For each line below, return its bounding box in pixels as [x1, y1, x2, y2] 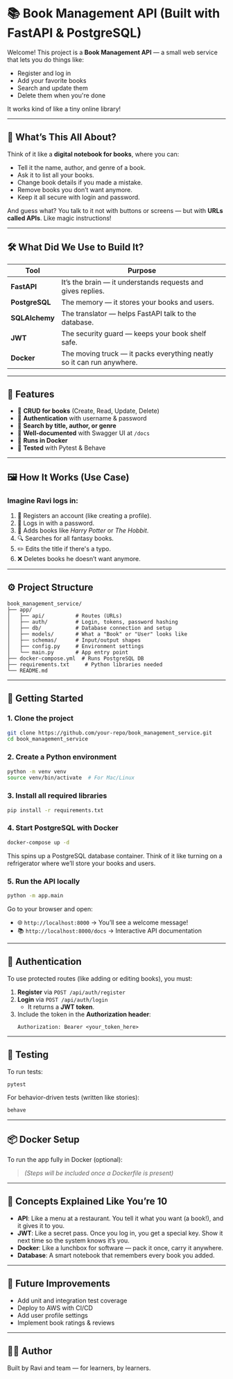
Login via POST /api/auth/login [17, 995, 108, 1003]
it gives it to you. [17, 1221, 64, 1229]
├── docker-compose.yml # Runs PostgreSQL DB [7, 655, 144, 662]
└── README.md [7, 667, 49, 674]
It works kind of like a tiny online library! [7, 104, 121, 113]
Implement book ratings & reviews [17, 1318, 115, 1327]
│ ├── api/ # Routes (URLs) [7, 612, 123, 620]
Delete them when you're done [17, 91, 106, 100]
